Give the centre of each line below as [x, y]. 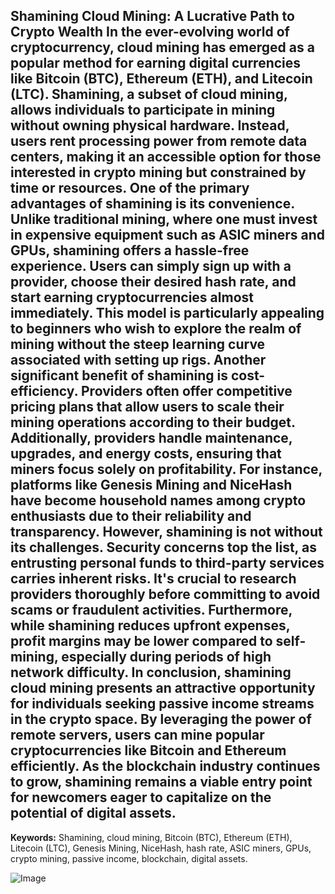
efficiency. [44, 391]
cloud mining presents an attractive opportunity [163, 688]
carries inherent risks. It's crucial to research [153, 579]
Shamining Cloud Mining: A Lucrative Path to [152, 16]
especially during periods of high [166, 657]
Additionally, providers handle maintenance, [151, 438]
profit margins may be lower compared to [141, 641]
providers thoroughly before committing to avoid [165, 594]
